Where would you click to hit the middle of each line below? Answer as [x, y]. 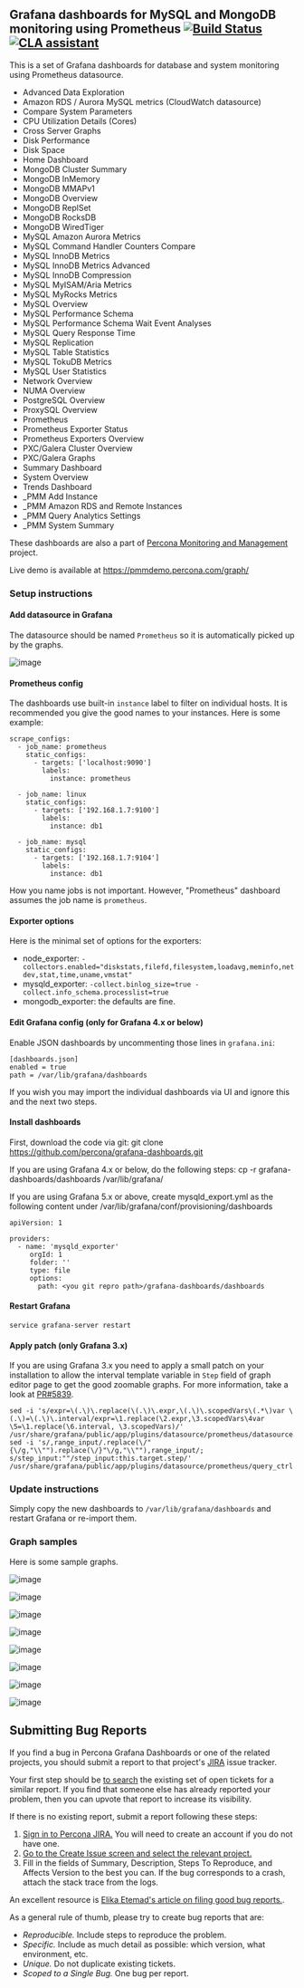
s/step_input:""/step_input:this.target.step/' [101, 1459]
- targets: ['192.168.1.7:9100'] [96, 811]
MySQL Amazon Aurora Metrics [81, 236]
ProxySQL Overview [60, 409]
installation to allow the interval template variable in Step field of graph [140, 1375]
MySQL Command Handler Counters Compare [109, 246]
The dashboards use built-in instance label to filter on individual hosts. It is [148, 703]
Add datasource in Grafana [61, 615]
